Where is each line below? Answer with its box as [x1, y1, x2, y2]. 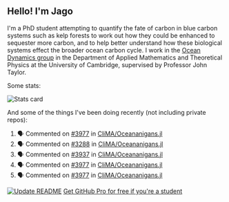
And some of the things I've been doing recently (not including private [7, 108, 206, 116]
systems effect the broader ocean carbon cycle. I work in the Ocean [7, 46, 201, 54]
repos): [7, 116, 28, 124]
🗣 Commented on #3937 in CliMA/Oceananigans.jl [17, 150, 163, 158]
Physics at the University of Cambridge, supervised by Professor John [7, 60, 208, 68]
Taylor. [7, 68, 26, 76]
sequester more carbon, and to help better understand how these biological [7, 38, 223, 47]
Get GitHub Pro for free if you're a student [63, 187, 183, 195]
